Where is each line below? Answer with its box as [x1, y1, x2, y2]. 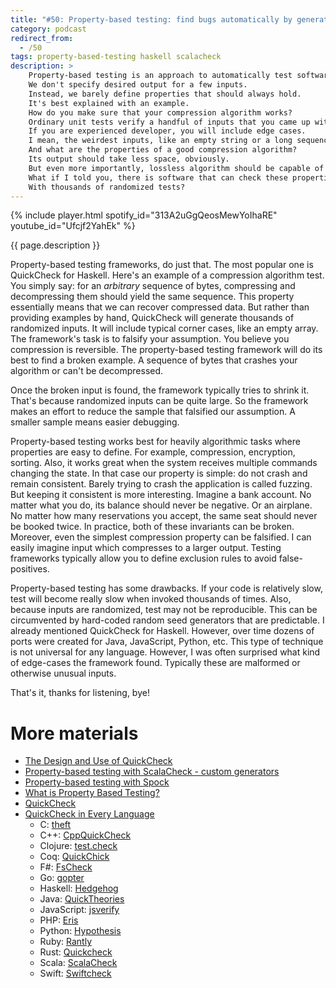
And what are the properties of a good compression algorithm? [28, 145, 298, 155]
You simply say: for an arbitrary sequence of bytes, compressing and [10, 280, 296, 292]
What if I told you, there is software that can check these [28, 172, 288, 183]
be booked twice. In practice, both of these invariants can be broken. [10, 521, 295, 533]
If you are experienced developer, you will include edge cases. [28, 126, 307, 136]
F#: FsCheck [39, 861, 93, 873]
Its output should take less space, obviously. [28, 154, 230, 164]
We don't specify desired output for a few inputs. [28, 80, 248, 90]
